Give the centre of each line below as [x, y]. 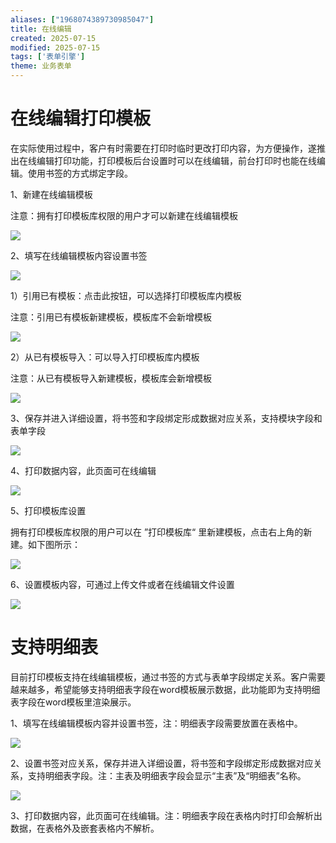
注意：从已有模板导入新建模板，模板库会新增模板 [111, 378]
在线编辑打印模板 [81, 118]
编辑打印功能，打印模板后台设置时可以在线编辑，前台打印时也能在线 [176, 160]
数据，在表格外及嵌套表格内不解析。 [85, 828]
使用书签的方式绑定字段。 [80, 173]
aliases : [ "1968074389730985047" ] [82, 19]
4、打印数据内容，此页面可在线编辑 [83, 470]
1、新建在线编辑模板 [51, 194]
